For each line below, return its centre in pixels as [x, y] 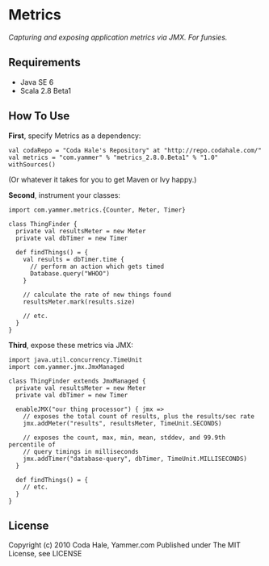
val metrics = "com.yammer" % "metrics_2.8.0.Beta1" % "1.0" [113, 157]
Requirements [44, 63]
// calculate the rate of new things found [97, 295]
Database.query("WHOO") [70, 273]
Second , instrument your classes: [65, 195]
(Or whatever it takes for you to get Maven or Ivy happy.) [103, 179]
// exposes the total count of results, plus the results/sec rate [139, 416]
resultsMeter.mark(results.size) [79, 302]
